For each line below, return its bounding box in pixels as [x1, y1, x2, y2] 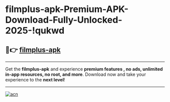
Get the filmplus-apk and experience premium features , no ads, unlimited [5, 66, 163, 72]
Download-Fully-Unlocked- [5, 14, 122, 26]
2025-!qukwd [5, 25, 65, 36]
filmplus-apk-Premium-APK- [5, 4, 129, 15]
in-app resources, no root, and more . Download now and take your [5, 71, 146, 77]
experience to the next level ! [5, 77, 66, 82]
